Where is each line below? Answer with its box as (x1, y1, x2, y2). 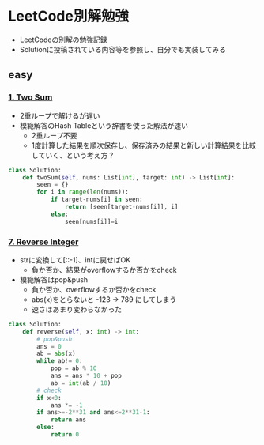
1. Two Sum (8, 92, 53, 103)
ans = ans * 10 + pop (50, 372, 123, 380)
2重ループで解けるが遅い (19, 111, 100, 120)
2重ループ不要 (31, 130, 77, 140)
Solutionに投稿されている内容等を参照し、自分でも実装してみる (19, 44, 227, 54)
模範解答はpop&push (19, 274, 89, 285)
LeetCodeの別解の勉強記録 (19, 35, 107, 44)
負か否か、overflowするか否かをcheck (31, 285, 157, 294)
